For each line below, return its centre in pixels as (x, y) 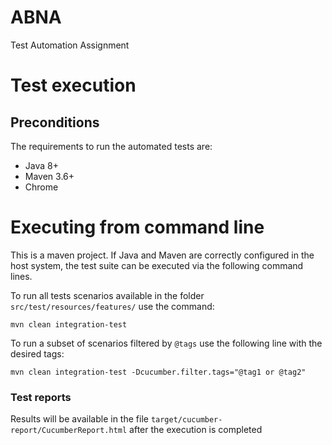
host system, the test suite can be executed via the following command (157, 265)
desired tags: (37, 353)
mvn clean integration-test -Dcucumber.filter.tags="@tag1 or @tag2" (158, 372)
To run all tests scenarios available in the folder (107, 295)
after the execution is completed (196, 430)
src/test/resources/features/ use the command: (112, 306)
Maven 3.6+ (49, 176)
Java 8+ (41, 165)
